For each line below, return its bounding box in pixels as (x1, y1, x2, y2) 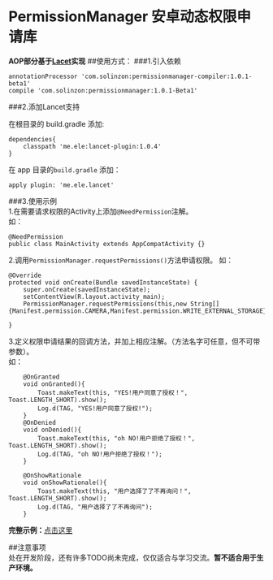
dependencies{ (8, 135, 57, 143)
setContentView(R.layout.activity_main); (23, 292, 165, 301)
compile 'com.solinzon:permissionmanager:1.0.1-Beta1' (8, 86, 198, 94)
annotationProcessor (8, 72, 79, 80)
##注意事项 (8, 542, 46, 552)
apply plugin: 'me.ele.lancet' (8, 180, 115, 189)
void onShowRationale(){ (23, 478, 107, 487)
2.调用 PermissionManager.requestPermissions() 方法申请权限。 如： (8, 255, 234, 265)
